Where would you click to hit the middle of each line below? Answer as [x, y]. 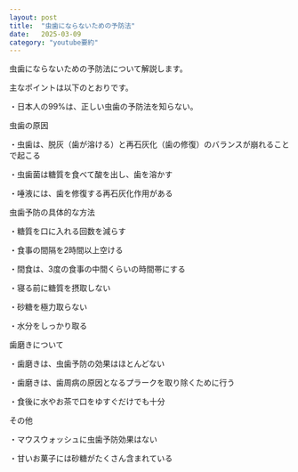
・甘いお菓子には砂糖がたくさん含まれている [91, 459]
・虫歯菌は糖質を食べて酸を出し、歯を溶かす [91, 175]
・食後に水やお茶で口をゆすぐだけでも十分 [87, 402]
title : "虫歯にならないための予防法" [72, 26]
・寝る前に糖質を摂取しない [60, 288]
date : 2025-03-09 [45, 34]
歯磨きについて [36, 345]
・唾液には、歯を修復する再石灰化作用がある [91, 193]
